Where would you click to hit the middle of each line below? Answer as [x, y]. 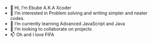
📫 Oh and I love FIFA [32, 34]
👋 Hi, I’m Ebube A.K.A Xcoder [41, 8]
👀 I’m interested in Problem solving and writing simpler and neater [79, 13]
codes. [17, 18]
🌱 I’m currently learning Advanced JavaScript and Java [67, 23]
